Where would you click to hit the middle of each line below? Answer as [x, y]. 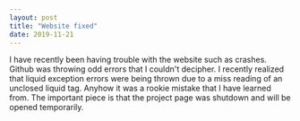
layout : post [34, 17]
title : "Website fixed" [54, 26]
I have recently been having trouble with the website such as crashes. [138, 60]
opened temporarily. [47, 108]
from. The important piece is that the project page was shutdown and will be [150, 98]
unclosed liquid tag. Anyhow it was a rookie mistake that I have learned [140, 88]
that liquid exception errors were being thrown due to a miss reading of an [146, 79]
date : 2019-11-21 [42, 34]
